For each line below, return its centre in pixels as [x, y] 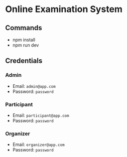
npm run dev [26, 45]
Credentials [24, 61]
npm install [24, 40]
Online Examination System [64, 9]
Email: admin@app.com [34, 86]
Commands [24, 28]
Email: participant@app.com [41, 115]
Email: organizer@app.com [38, 144]
